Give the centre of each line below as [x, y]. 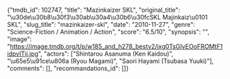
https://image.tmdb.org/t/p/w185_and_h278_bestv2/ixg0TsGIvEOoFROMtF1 [116, 46]
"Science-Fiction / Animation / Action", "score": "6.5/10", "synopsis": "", [108, 32]
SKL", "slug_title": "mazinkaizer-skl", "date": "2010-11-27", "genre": [101, 24]
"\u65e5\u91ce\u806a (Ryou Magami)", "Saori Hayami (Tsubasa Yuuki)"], [111, 61]
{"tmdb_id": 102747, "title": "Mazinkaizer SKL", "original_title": [94, 10]
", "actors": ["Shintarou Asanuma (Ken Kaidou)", [106, 54]
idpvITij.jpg [23, 54]
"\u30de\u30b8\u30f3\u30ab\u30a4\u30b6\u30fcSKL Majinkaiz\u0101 [107, 17]
